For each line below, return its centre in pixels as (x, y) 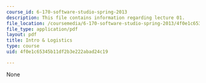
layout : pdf (21, 35)
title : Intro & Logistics (39, 40)
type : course (23, 46)
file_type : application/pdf (42, 29)
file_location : (26, 23)
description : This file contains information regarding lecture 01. (96, 18)
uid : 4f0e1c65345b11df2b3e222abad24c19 (57, 52)
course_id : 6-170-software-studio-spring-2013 (67, 12)
